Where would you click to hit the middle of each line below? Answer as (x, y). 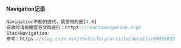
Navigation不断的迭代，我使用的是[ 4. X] (52, 22)
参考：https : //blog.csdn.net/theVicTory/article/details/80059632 (90, 39)
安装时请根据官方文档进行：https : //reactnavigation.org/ (74, 28)
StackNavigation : (28, 33)
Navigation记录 (26, 9)
